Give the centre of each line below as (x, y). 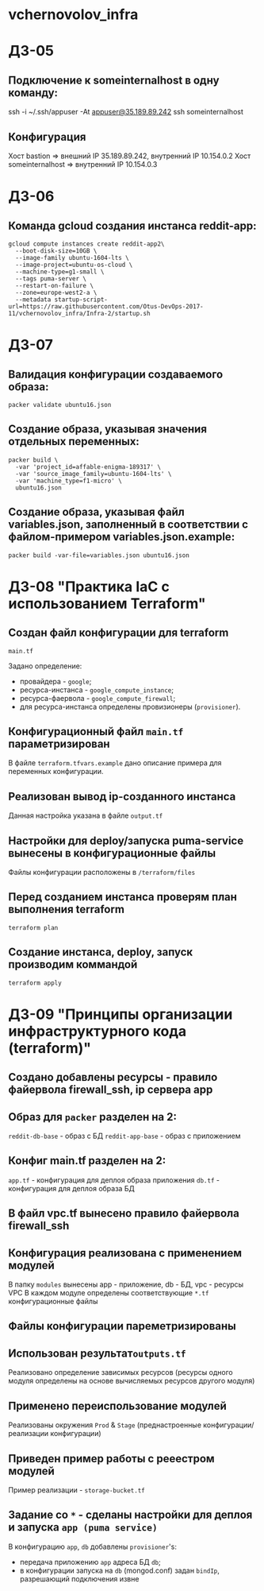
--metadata (33, 300)
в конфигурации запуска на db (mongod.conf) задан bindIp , (120, 1570)
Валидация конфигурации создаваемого (116, 374)
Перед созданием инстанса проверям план (123, 897)
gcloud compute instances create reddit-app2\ (86, 244)
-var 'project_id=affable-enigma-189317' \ (88, 466)
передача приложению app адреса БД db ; (90, 1562)
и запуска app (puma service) (83, 1527)
